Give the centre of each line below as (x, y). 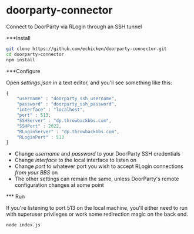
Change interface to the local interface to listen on (76, 160)
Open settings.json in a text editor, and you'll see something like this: (89, 83)
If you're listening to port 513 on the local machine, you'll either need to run (97, 208)
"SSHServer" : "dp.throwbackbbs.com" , (64, 121)
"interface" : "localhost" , (51, 110)
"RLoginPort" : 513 (41, 137)
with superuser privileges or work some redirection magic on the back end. (97, 214)
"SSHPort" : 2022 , (39, 126)
